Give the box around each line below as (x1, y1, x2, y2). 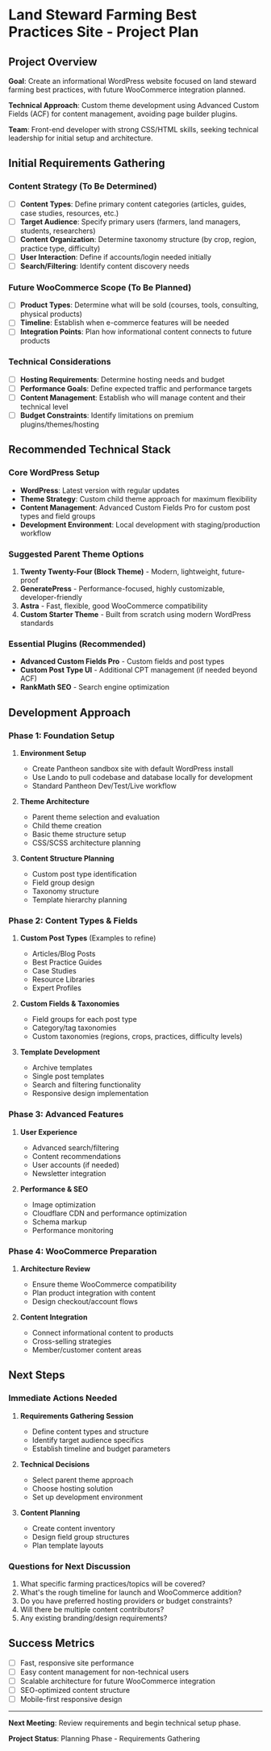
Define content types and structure (31, 1426, 149, 1436)
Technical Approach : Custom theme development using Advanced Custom (8, 101, 260, 110)
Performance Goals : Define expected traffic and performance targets (19, 383, 252, 393)
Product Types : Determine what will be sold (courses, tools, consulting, (19, 300, 259, 310)
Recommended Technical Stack (8, 443, 171, 457)
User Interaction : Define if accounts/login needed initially (19, 252, 212, 261)
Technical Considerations (8, 356, 111, 368)
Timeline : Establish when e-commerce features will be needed (19, 318, 230, 327)
